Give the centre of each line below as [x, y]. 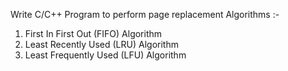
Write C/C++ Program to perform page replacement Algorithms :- [145, 14]
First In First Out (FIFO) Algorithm [93, 33]
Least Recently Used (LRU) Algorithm [101, 44]
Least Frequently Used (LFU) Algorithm [105, 55]
